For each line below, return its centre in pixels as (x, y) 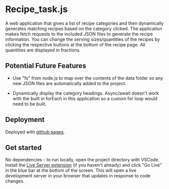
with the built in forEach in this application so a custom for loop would (85, 98)
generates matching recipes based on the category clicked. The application (84, 28)
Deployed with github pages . (35, 132)
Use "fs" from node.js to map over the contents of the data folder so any (88, 78)
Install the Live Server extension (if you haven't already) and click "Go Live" (84, 165)
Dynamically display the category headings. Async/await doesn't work (86, 93)
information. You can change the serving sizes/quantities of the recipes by (83, 39)
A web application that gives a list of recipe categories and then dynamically (84, 23)
